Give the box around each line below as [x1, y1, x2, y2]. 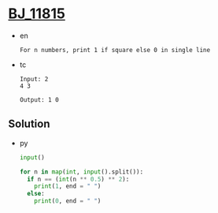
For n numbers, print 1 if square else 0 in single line [19, 46, 211, 54]
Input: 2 [19, 75, 49, 83]
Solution [8, 118, 50, 131]
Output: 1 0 [19, 95, 59, 103]
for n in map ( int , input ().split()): [19, 167, 144, 176]
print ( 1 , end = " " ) [34, 182, 102, 190]
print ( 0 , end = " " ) [34, 197, 102, 205]
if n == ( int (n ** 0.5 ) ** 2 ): [27, 175, 130, 183]
